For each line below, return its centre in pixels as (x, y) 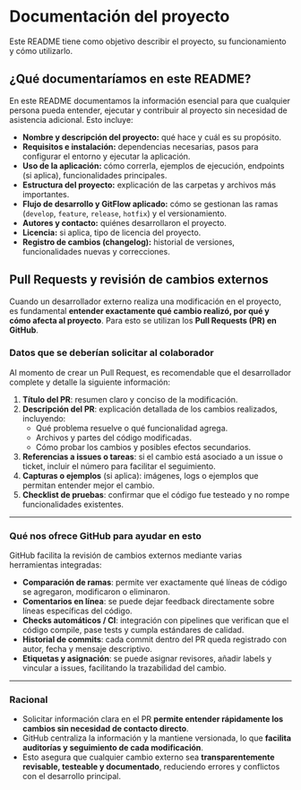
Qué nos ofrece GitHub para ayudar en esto (105, 535)
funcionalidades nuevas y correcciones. (96, 251)
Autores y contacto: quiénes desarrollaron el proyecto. (124, 222)
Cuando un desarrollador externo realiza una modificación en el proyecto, (146, 301)
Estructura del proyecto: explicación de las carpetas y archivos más (149, 185)
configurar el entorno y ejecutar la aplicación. (106, 156)
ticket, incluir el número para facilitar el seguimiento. (119, 466)
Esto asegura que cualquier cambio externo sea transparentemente (148, 757)
